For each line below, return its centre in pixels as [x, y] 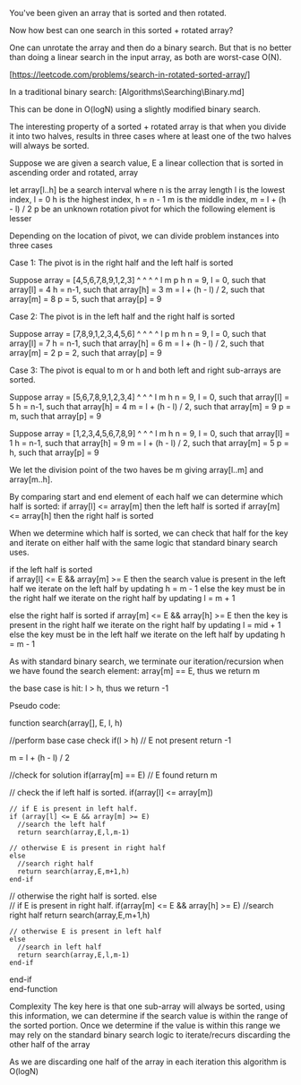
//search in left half [60, 947]
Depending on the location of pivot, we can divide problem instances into [144, 236]
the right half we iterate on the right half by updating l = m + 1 [122, 598]
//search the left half [61, 824]
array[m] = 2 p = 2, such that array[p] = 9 [86, 353]
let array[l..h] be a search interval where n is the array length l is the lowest [147, 190]
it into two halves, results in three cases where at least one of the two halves [150, 136]
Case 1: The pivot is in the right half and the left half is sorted [121, 263]
